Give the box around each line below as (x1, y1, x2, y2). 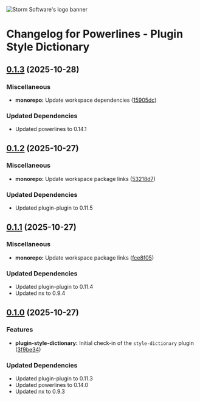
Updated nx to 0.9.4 (15, 289, 66, 297)
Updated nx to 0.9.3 (15, 388, 66, 396)
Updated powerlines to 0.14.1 (15, 126, 87, 133)
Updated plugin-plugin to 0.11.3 (15, 375, 93, 382)
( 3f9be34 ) (15, 346, 41, 353)
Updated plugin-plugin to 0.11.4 (15, 283, 94, 291)
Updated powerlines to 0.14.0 (15, 381, 89, 389)
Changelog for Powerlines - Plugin (6, 27, 184, 41)
